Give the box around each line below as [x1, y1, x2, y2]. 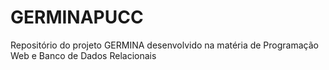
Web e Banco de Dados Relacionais [10, 49, 157, 61]
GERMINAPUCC [10, 6, 144, 29]
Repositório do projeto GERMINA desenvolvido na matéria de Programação [10, 39, 319, 51]
